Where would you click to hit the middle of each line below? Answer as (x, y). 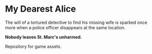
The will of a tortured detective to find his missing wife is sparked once (76, 22)
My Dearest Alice (41, 9)
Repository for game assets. (33, 46)
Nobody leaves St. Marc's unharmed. (44, 37)
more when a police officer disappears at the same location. (65, 27)
